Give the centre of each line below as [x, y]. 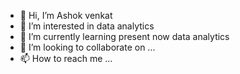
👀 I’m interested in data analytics [87, 26]
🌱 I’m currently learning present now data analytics [124, 36]
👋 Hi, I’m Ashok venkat [66, 15]
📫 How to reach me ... [66, 58]
